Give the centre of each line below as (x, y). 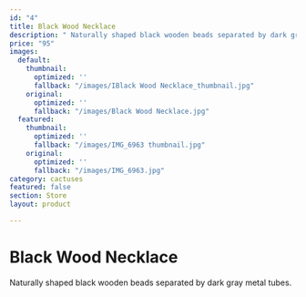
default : (34, 60)
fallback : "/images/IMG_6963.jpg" (99, 170)
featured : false (40, 188)
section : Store (38, 196)
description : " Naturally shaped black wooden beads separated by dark (148, 35)
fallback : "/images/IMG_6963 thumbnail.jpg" (119, 145)
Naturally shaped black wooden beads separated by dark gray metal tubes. (151, 282)
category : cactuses (46, 179)
